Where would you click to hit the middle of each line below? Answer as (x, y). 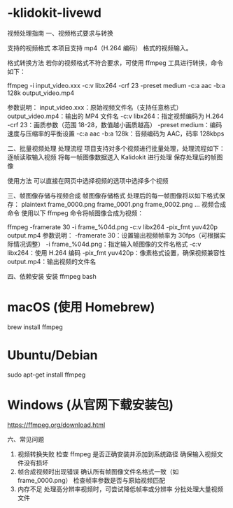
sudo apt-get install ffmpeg (47, 375)
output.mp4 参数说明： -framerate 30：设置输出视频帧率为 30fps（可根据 (114, 235)
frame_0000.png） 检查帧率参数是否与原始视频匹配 (91, 480)
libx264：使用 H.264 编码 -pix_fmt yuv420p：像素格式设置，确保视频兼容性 (116, 252)
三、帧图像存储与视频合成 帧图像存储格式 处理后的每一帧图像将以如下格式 (113, 195)
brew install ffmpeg (35, 327)
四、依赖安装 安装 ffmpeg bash (52, 276)
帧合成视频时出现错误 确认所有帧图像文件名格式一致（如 (98, 471)
